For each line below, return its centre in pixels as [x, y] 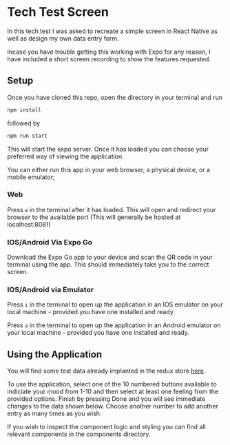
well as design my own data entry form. [63, 38]
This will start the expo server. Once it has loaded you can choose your [108, 149]
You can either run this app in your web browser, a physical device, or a [109, 169]
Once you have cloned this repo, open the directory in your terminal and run [115, 97]
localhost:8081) [29, 224]
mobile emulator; [31, 177]
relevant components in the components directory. [79, 434]
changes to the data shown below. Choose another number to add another [113, 406]
